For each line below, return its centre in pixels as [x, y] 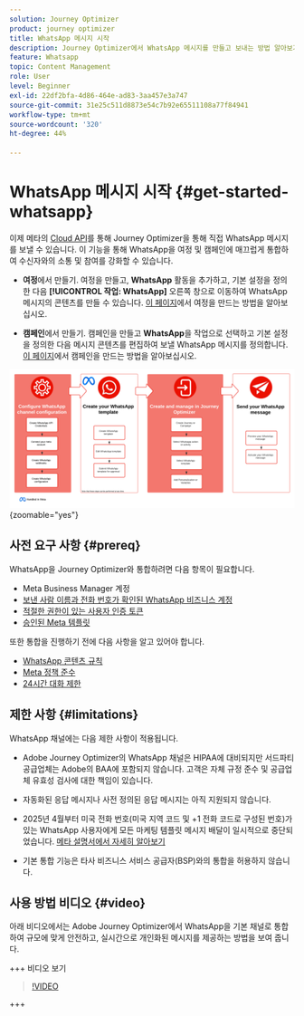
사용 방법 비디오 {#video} [78, 903]
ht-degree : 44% [38, 134]
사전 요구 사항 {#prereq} [75, 546]
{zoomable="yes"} [44, 515]
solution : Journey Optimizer [64, 19]
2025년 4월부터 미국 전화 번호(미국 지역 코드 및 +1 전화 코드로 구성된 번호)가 [157, 819]
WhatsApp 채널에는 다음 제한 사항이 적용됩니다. [94, 738]
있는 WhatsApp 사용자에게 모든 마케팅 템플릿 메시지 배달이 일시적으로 [146, 829]
